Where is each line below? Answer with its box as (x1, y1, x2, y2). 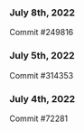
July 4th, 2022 (9, 92, 76, 105)
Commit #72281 (9, 113, 69, 124)
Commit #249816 (9, 27, 74, 38)
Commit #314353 (9, 70, 74, 80)
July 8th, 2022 (9, 6, 75, 19)
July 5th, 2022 (9, 50, 75, 62)
